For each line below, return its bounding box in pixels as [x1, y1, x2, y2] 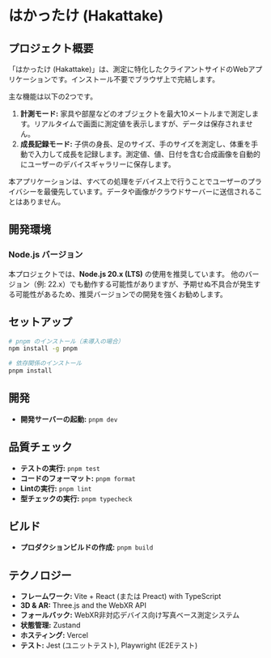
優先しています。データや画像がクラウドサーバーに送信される [50, 187, 256, 196]
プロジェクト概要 [8, 41, 94, 55]
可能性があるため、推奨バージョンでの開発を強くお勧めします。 [15, 289, 228, 299]
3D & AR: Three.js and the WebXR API [19, 601, 147, 610]
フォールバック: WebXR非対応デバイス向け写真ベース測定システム [19, 610, 240, 620]
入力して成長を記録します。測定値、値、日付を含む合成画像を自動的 [34, 150, 260, 159]
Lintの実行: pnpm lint [19, 483, 92, 493]
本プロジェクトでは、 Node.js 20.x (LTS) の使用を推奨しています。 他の [8, 269, 245, 278]
